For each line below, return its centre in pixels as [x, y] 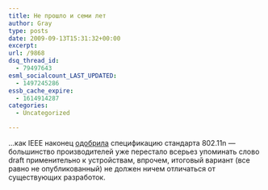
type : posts [28, 31]
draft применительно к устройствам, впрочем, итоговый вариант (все [129, 160]
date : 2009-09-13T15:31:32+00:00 [65, 38]
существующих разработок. [57, 177]
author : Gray [30, 23]
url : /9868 [27, 53]
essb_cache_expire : [41, 91]
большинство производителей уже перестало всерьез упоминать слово [134, 151]
